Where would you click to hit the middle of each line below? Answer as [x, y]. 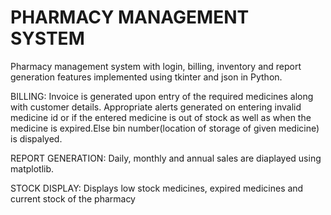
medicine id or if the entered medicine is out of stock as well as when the [161, 117]
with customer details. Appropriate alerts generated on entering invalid [156, 107]
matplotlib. [32, 168]
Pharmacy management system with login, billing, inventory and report [156, 66]
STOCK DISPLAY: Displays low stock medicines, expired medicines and [157, 188]
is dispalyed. [36, 138]
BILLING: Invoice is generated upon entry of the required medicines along [162, 96]
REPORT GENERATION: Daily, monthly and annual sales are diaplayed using [166, 158]
